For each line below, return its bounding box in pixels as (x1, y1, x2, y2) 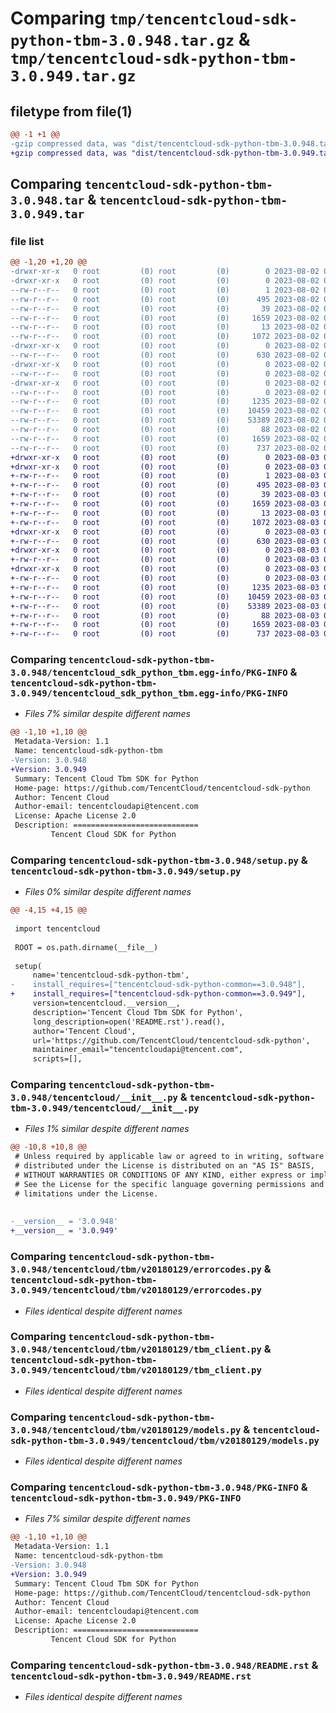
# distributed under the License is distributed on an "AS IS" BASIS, (14, 1161, 315, 1171)
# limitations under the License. (14, 1188, 159, 1199)
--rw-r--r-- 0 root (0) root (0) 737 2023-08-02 (10, 443, 320, 453)
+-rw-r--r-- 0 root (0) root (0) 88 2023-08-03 (10, 610, 320, 621)
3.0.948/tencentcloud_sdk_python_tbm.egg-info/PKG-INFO (10, 667, 288, 679)
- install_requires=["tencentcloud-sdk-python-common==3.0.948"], (10, 980, 307, 990)
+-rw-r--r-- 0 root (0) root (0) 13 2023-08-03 (10, 508, 320, 518)
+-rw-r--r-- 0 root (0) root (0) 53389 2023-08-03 (10, 601, 320, 611)
